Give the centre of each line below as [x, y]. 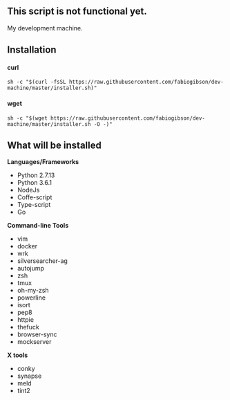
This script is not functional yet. [77, 11]
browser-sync [37, 334]
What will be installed [54, 145]
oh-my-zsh [33, 291]
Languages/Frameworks [43, 162]
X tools [18, 355]
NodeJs [28, 190]
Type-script [34, 205]
